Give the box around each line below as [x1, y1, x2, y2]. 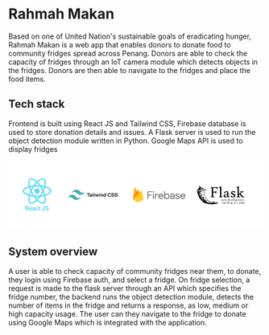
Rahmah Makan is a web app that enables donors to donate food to [8, 39, 231, 49]
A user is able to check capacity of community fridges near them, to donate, [8, 266, 262, 276]
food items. [8, 74, 46, 84]
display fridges [8, 144, 58, 153]
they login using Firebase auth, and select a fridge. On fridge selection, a [8, 275, 250, 284]
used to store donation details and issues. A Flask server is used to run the [8, 127, 256, 137]
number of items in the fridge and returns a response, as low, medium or [8, 300, 249, 310]
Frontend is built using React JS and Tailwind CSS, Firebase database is [8, 118, 247, 129]
